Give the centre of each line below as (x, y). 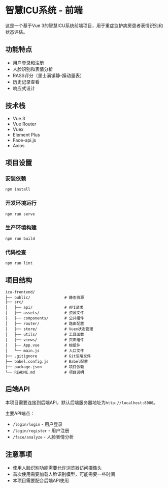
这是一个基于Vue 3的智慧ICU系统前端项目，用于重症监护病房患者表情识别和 (84, 25)
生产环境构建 (21, 228)
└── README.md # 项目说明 (45, 372)
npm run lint (19, 263)
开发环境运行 (21, 203)
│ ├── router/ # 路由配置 (45, 323)
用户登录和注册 (28, 63)
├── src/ (14, 302)
